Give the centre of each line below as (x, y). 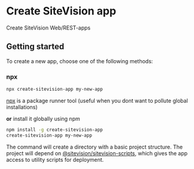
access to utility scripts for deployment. (55, 159)
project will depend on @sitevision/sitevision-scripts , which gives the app (97, 153)
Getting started (35, 47)
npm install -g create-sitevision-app (54, 130)
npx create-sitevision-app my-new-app (54, 89)
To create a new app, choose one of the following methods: (80, 61)
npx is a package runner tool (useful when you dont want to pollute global (97, 100)
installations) (22, 107)
